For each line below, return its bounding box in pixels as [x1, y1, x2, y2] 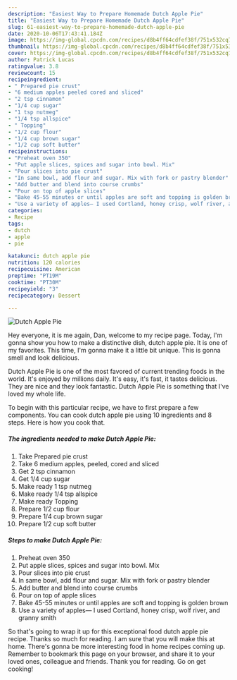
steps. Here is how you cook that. [8, 418, 105, 427]
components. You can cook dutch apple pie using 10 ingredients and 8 [8, 411, 212, 420]
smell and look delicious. [8, 353, 79, 362]
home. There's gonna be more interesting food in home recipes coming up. [8, 643, 226, 651]
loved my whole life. [8, 389, 66, 399]
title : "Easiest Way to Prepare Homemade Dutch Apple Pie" [8, 17, 185, 24]
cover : [8, 50, 27, 57]
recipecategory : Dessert [8, 292, 81, 299]
